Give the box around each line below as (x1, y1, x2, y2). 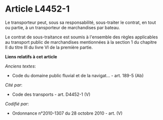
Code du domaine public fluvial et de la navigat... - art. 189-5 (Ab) (12, 72, 144, 78)
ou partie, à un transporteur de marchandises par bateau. (5, 24, 120, 30)
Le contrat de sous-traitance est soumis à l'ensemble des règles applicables (5, 34, 158, 40)
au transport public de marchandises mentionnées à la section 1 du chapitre (5, 39, 157, 45)
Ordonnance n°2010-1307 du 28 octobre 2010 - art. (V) (12, 110, 123, 116)
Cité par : (5, 82, 23, 88)
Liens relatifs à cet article (5, 53, 57, 59)
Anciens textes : (5, 63, 36, 69)
